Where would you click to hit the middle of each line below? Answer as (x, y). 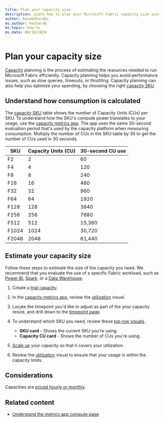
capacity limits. (27, 360)
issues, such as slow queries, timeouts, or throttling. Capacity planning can (81, 80)
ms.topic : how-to (23, 28)
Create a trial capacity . (35, 288)
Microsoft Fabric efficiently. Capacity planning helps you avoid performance (82, 75)
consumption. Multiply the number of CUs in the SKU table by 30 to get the (81, 133)
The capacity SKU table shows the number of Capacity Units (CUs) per (76, 112)
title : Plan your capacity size (38, 10)
